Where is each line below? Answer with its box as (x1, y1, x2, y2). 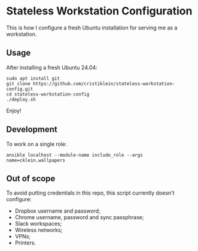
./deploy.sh (6, 96, 36, 103)
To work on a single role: (6, 140, 67, 148)
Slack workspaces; (14, 220, 62, 228)
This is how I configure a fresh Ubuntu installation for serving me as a (6, 24, 178, 31)
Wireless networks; (14, 226, 63, 234)
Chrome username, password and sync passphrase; (14, 214, 144, 221)
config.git (6, 86, 33, 92)
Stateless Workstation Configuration (6, 4, 193, 18)
